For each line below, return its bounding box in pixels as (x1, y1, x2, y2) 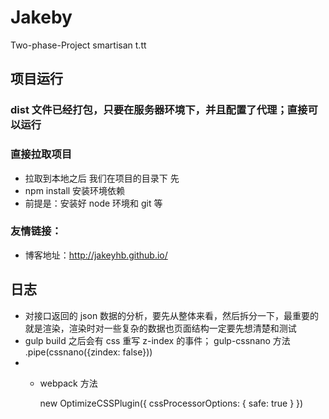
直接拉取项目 (10, 147, 73, 161)
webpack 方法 (39, 377, 98, 389)
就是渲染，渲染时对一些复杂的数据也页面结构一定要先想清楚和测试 (24, 322, 297, 334)
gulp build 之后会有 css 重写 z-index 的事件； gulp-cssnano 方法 (24, 334, 291, 346)
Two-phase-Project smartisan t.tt (10, 39, 147, 51)
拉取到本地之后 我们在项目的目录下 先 (24, 172, 180, 184)
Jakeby (10, 6, 73, 29)
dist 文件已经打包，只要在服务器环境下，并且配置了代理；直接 (10, 103, 308, 117)
